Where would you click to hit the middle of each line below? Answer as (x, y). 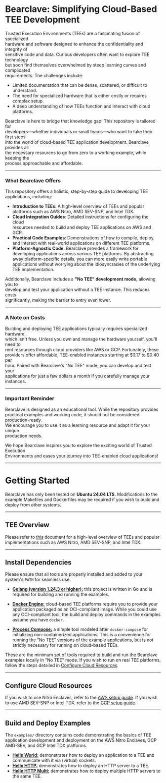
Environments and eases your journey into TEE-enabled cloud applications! (82, 456)
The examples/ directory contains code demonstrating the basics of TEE (78, 735)
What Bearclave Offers (33, 180)
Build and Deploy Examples (48, 723)
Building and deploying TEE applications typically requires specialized (76, 329)
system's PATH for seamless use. (38, 580)
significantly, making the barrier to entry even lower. (58, 300)
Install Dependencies (38, 562)
